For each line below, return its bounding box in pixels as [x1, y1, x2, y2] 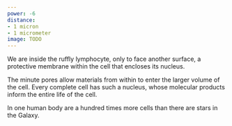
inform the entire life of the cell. [7, 91, 98, 99]
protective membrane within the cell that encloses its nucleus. [7, 62, 185, 71]
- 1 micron [7, 23, 39, 30]
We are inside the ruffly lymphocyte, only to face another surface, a [7, 55, 201, 63]
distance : [7, 17, 36, 24]
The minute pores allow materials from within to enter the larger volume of [7, 75, 220, 84]
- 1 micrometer [7, 29, 52, 37]
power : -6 [7, 10, 36, 17]
